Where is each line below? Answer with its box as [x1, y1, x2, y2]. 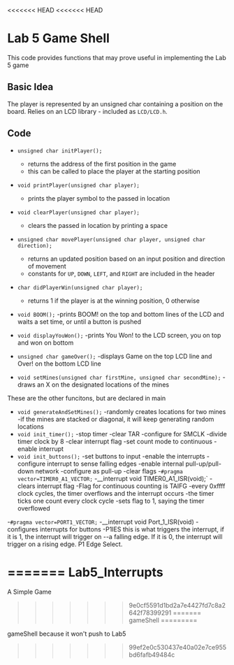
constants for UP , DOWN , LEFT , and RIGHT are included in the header [27, 269, 215, 278]
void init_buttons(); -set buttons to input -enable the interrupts [17, 452, 205, 460]
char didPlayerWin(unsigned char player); [17, 284, 143, 291]
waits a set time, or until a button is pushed [17, 317, 142, 326]
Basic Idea [7, 81, 54, 93]
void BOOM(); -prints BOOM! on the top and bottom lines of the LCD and [17, 310, 225, 318]
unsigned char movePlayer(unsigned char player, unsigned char [17, 236, 206, 243]
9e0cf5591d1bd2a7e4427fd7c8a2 [129, 601, 226, 609]
